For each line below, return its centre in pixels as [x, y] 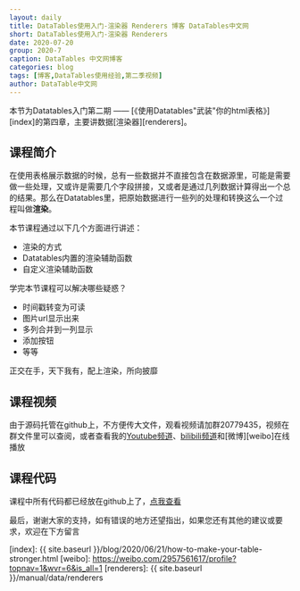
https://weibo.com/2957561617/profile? [164, 559]
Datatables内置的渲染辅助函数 [77, 258]
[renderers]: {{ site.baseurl [153, 569]
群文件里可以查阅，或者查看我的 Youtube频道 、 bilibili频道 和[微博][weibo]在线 [150, 436]
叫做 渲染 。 [36, 209]
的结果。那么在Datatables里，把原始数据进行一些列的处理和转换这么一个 [142, 198]
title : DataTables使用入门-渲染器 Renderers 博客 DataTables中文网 [129, 26]
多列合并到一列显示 [58, 329]
